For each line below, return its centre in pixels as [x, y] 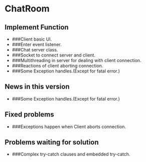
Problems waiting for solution [52, 142]
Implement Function [37, 27]
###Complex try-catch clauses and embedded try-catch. [71, 154]
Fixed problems [30, 115]
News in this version [37, 87]
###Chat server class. [35, 50]
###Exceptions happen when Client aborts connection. [69, 126]
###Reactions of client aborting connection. [57, 66]
